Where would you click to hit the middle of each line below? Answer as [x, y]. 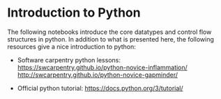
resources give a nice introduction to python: [71, 46]
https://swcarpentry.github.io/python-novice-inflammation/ [102, 67]
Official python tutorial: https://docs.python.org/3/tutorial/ [100, 88]
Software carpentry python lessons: [69, 60]
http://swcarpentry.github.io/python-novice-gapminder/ [98, 75]
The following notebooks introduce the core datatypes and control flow [109, 32]
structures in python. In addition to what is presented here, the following [110, 39]
